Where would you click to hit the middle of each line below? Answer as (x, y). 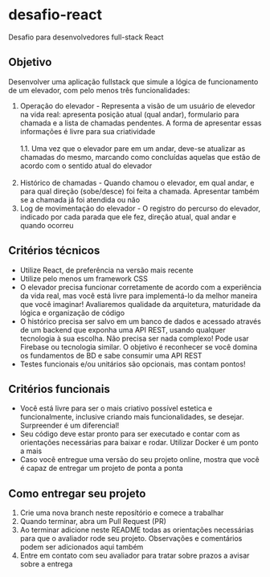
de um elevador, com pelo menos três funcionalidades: (99, 90)
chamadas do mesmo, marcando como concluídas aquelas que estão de (140, 157)
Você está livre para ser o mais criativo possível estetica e (116, 408)
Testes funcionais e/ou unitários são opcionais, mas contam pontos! (133, 364)
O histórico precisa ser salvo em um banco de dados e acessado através (140, 321)
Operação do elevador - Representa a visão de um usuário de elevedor (137, 105)
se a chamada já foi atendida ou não (80, 199)
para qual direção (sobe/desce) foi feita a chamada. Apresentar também (139, 191)
